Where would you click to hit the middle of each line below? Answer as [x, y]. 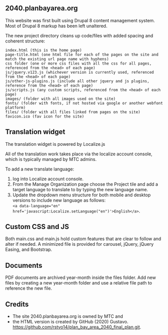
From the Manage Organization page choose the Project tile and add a [85, 184]
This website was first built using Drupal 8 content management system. [80, 20]
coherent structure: [25, 41]
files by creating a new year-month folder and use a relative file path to [79, 283]
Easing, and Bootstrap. [29, 250]
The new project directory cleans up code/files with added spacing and [79, 35]
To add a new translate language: [40, 169]
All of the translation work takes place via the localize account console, [79, 154]
